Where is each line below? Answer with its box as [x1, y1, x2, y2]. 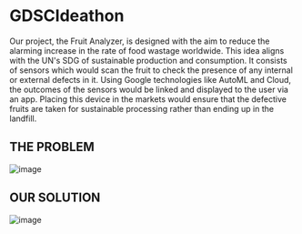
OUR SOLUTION [9, 190, 101, 206]
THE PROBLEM [9, 139, 96, 155]
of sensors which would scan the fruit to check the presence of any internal [9, 65, 294, 76]
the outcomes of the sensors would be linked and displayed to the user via [9, 84, 289, 95]
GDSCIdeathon [9, 5, 125, 26]
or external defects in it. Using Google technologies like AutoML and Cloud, [9, 74, 292, 85]
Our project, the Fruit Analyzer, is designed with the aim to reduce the [9, 36, 270, 46]
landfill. [9, 113, 37, 124]
